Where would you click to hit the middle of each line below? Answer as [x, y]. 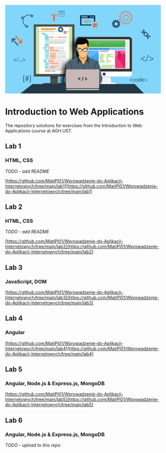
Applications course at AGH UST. [39, 131]
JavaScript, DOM [26, 281]
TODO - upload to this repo [33, 445]
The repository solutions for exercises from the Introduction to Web [74, 125]
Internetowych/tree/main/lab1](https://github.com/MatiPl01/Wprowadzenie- [82, 186]
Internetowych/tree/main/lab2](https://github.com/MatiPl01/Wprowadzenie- [82, 247]
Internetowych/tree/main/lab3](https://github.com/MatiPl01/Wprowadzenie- [82, 298]
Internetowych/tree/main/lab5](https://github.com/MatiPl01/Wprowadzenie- [82, 400]
